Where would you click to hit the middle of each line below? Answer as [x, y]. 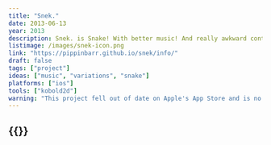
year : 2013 [27, 31]
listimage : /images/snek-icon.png [67, 46]
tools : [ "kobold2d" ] [43, 91]
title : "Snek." [34, 16]
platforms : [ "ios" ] [41, 83]
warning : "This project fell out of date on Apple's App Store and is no [135, 98]
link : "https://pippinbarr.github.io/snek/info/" [94, 53]
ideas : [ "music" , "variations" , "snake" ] [79, 76]
